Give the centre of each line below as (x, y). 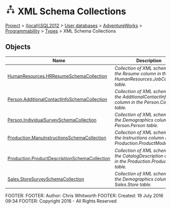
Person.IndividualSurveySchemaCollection (52, 120)
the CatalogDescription (139, 156)
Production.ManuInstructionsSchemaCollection (57, 138)
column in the (129, 102)
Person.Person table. (136, 125)
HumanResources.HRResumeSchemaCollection (57, 76)
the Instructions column (139, 138)
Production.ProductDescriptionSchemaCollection (59, 158)
